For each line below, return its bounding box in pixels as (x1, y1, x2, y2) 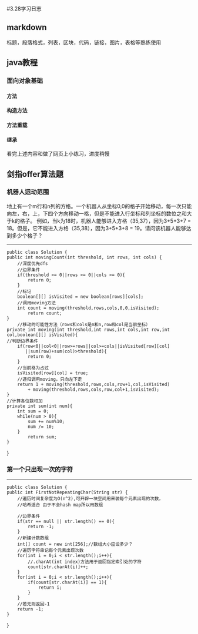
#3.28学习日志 (6, 5, 42, 12)
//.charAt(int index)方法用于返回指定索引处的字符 (28, 559, 142, 565)
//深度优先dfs (17, 260, 48, 266)
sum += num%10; (28, 418, 65, 424)
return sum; (28, 434, 58, 440)
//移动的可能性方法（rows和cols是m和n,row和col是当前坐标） (17, 321, 150, 327)
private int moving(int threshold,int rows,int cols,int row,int (6, 327, 170, 333)
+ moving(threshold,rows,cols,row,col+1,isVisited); (28, 387, 160, 393)
